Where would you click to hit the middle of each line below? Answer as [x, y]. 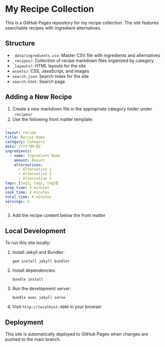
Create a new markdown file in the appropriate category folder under [82, 109]
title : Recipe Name [25, 137]
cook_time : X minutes [27, 192]
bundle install [28, 280]
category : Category [25, 142]
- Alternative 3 [35, 179]
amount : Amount [30, 160]
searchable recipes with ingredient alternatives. [53, 28]
